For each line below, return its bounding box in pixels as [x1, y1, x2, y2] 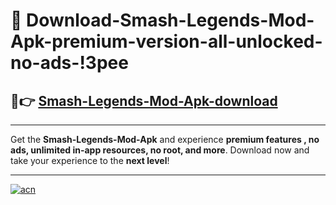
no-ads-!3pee [10, 52, 129, 74]
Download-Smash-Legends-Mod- [26, 9, 315, 32]
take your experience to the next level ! [10, 155, 170, 166]
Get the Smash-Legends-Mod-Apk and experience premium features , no [10, 134, 320, 145]
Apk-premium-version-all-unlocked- [10, 30, 323, 53]
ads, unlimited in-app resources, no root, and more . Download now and [10, 144, 310, 156]
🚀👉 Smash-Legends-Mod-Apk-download [10, 92, 278, 109]
